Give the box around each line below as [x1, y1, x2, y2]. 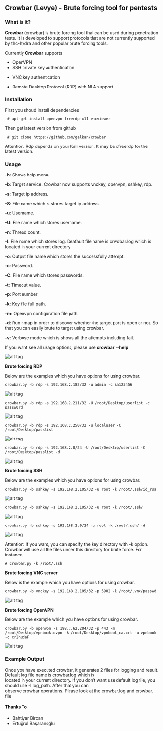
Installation [5, 96, 33, 103]
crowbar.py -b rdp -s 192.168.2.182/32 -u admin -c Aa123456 [5, 382, 133, 387]
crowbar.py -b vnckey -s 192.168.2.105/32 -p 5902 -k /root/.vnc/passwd [5, 589, 157, 594]
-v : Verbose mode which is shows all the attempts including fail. [5, 335, 134, 341]
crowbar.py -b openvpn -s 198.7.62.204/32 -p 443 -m [5, 626, 115, 631]
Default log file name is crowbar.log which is [5, 672, 94, 678]
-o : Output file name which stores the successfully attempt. [5, 253, 125, 260]
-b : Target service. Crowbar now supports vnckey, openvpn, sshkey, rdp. [5, 181, 153, 187]
